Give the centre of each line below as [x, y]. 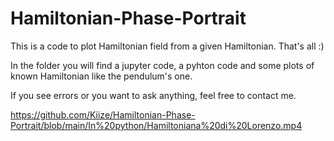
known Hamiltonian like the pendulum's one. [101, 76]
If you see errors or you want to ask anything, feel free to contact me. [153, 95]
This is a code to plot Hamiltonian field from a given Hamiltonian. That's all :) [167, 46]
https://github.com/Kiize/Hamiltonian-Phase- [103, 114]
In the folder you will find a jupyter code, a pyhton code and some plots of [162, 65]
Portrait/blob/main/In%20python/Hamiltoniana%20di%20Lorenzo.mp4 [156, 125]
